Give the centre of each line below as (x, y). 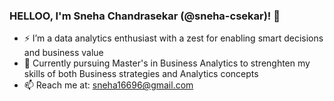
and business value (63, 53)
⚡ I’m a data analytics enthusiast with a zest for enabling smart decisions (173, 38)
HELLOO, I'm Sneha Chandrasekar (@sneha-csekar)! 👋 (145, 16)
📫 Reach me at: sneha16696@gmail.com (108, 85)
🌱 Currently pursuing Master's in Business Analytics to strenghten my (167, 63)
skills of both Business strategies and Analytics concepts (141, 74)
